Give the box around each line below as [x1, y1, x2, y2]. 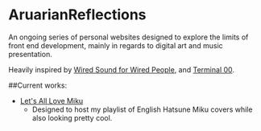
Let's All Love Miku [19, 96, 84, 105]
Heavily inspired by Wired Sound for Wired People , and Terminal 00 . [8, 64, 235, 74]
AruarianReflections [8, 6, 147, 24]
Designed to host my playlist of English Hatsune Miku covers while [31, 104, 253, 114]
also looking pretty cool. [31, 113, 113, 122]
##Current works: [8, 80, 67, 90]
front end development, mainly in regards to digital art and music [8, 40, 223, 50]
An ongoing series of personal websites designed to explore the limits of [8, 32, 249, 42]
